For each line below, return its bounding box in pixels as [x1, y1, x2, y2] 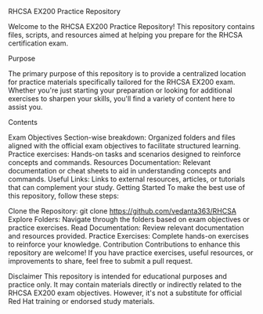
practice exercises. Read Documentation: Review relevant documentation [8, 223, 244, 232]
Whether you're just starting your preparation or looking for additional [8, 86, 232, 95]
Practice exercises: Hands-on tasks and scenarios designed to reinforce [8, 149, 241, 159]
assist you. [8, 102, 43, 111]
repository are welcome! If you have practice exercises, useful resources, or [8, 248, 254, 257]
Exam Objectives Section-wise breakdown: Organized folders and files [8, 133, 236, 142]
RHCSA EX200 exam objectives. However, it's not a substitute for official [8, 288, 243, 298]
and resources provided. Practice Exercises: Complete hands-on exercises [8, 232, 249, 240]
